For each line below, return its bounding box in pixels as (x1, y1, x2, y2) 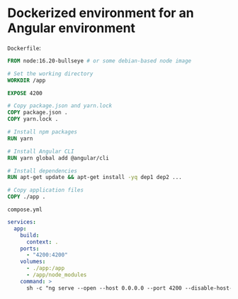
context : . (25, 238, 59, 246)
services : (7, 219, 37, 226)
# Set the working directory (7, 70, 93, 77)
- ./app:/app (25, 265, 65, 272)
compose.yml (7, 206, 42, 214)
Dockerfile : (7, 43, 41, 52)
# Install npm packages (7, 129, 78, 136)
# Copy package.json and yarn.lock (7, 102, 113, 109)
